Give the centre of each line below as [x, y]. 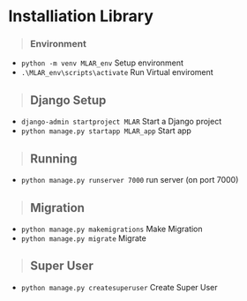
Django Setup [68, 100]
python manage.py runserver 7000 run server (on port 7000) [130, 180]
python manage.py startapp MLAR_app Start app [106, 131]
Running [53, 158]
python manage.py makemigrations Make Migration [112, 229]
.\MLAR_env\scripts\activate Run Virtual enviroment [117, 72]
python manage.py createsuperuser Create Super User [119, 287]
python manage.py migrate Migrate [83, 238]
